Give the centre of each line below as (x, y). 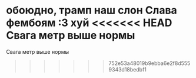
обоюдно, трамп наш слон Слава (92, 10)
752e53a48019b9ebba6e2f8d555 (150, 63)
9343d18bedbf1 (128, 69)
